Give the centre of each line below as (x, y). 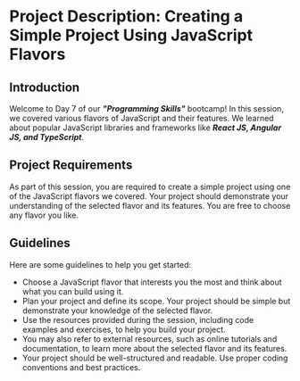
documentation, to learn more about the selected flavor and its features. (154, 348)
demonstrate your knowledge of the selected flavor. (117, 311)
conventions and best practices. (81, 367)
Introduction (45, 87)
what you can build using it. (73, 291)
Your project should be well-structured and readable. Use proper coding (155, 358)
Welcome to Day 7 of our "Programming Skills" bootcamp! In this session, (146, 108)
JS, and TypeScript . (47, 137)
